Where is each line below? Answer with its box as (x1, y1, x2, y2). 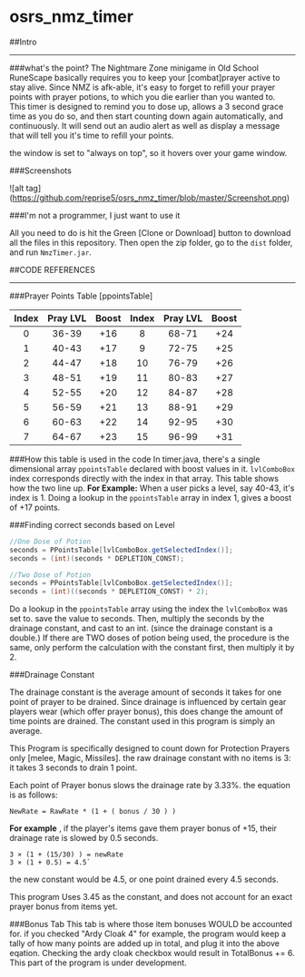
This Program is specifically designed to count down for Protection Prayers (9, 743, 290, 754)
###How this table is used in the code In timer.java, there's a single (9, 454, 261, 464)
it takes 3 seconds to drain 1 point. (9, 762, 138, 773)
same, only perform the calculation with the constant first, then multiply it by (9, 642, 295, 653)
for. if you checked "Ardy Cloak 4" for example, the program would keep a (9, 928, 287, 940)
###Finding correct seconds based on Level (9, 519, 175, 530)
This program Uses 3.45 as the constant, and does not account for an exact (9, 892, 293, 903)
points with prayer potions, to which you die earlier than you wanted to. (9, 91, 276, 102)
